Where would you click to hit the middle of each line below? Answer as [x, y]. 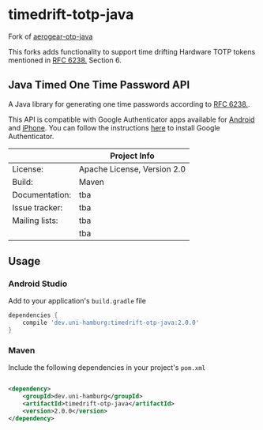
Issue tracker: [38, 207]
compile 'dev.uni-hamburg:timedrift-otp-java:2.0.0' [111, 323]
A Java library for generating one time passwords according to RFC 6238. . [129, 104]
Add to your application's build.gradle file [77, 301]
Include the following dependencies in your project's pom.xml [107, 368]
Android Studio [38, 284]
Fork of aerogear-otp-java [51, 36]
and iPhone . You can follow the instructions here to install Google [114, 127]
